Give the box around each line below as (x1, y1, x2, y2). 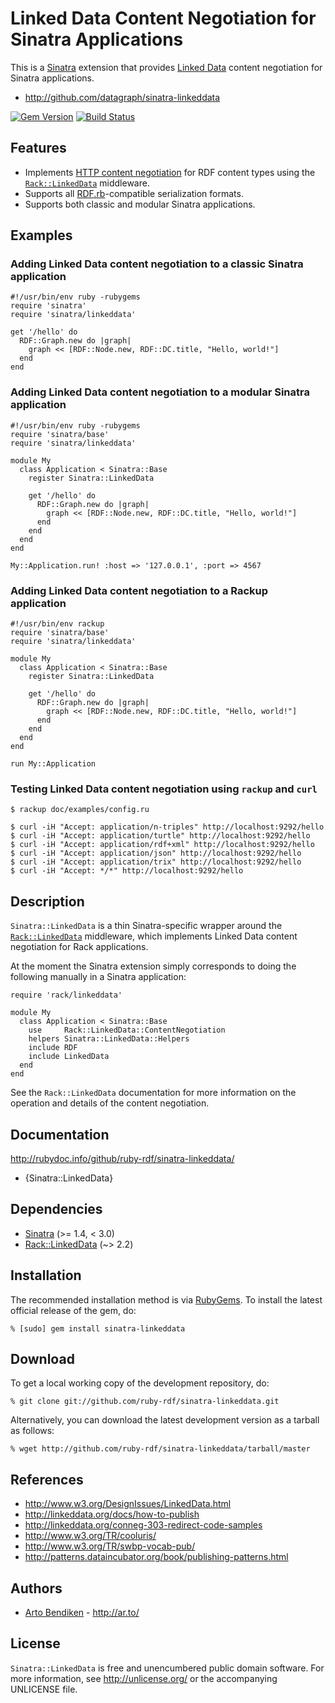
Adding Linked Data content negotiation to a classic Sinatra (10, 257, 304, 271)
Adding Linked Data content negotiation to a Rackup (10, 583, 269, 597)
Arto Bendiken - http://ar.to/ (24, 1607, 140, 1619)
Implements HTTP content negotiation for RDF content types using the (24, 166, 316, 178)
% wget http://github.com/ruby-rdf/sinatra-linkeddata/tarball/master (10, 1444, 311, 1454)
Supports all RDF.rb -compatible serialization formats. (24, 187, 244, 199)
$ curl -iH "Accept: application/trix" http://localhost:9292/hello (10, 857, 302, 867)
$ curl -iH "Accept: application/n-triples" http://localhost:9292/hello (10, 822, 325, 832)
